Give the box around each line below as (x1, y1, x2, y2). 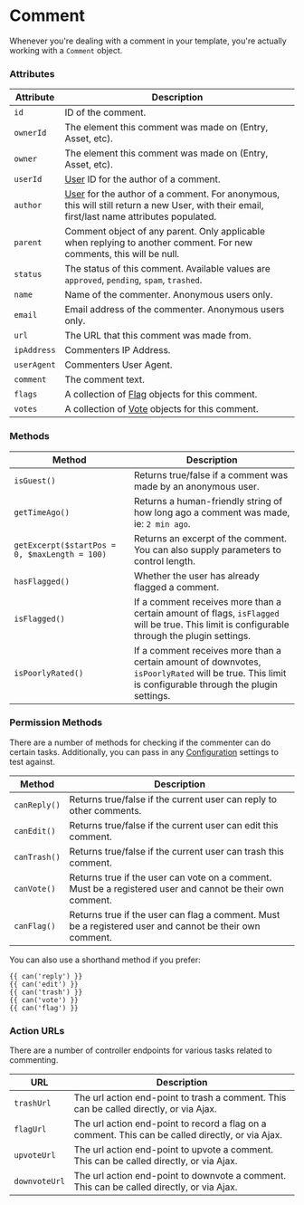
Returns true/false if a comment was (134, 468, 289, 481)
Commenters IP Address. (64, 344, 171, 357)
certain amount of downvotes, (134, 655, 261, 668)
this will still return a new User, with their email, (64, 199, 264, 212)
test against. (9, 756, 56, 767)
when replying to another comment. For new (64, 236, 253, 249)
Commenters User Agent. (64, 359, 174, 371)
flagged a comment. (134, 580, 220, 593)
